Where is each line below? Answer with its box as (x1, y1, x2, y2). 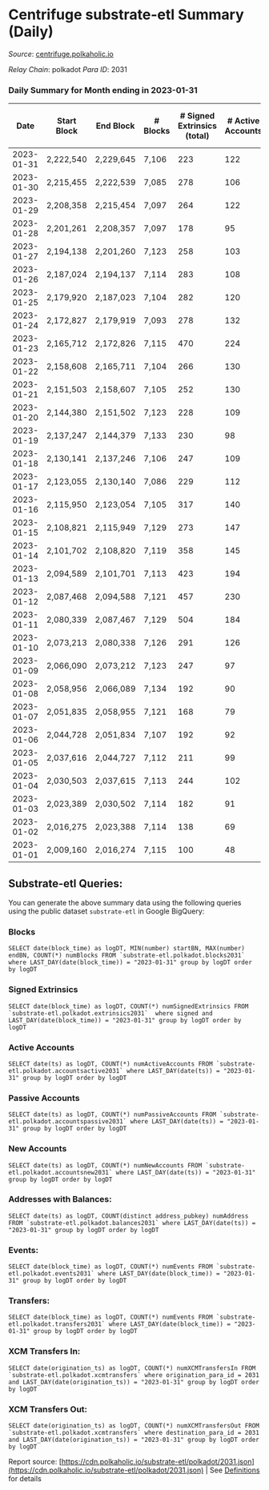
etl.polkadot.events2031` (8, 1270, 94, 1278)
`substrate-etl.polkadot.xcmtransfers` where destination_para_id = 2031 (8, 1429, 260, 1437)
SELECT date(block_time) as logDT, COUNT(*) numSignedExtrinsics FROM (8, 1002, 249, 1010)
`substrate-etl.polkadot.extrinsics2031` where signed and (8, 1009, 214, 1018)
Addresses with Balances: (8, 1194, 112, 1205)
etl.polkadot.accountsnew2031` (8, 1168, 113, 1176)
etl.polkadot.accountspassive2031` (8, 1118, 127, 1126)
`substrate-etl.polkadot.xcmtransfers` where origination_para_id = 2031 (8, 1371, 260, 1379)
